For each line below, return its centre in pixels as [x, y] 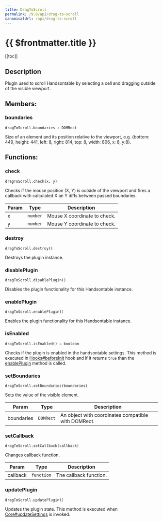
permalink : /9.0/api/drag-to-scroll [42, 14]
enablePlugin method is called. [36, 363]
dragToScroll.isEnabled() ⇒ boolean [42, 344]
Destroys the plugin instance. [34, 257]
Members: [21, 104]
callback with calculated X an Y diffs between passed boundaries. [71, 195]
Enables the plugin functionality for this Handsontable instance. [68, 321]
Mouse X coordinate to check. [81, 216]
